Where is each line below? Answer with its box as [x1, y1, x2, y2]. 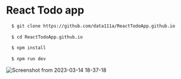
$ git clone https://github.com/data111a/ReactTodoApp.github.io [11, 23, 176, 29]
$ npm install [11, 45, 46, 51]
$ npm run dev [11, 56, 46, 62]
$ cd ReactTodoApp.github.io [11, 34, 83, 40]
